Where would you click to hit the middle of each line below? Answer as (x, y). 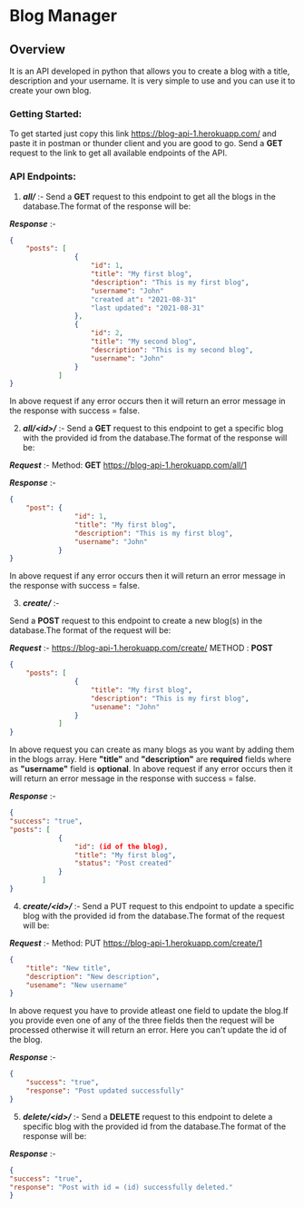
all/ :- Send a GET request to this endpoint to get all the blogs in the (149, 196)
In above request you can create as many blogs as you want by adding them (152, 749)
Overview (38, 50)
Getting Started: (46, 114)
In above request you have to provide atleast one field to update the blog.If (149, 1011)
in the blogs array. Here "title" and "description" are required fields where (151, 759)
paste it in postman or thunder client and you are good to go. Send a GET (146, 144)
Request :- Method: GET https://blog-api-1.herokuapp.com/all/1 (128, 465)
